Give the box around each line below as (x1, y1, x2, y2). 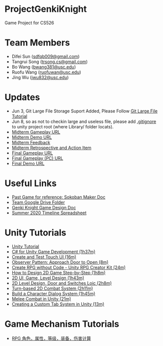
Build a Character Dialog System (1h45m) (11, 290, 96, 297)
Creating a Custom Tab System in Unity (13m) (11, 301, 104, 307)
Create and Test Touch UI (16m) (11, 254, 77, 260)
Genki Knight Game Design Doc (11, 204, 76, 210)
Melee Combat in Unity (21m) (11, 296, 71, 302)
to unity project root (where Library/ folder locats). (11, 123, 114, 129)
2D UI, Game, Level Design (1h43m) (11, 275, 85, 281)
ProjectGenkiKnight (4, 3, 87, 15)
